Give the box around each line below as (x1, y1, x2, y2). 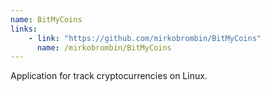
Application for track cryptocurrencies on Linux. (10, 70, 208, 82)
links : (10, 24, 38, 34)
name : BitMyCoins (10, 14, 83, 25)
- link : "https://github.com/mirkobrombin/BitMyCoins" (28, 33, 262, 43)
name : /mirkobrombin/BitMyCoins (36, 42, 172, 53)
